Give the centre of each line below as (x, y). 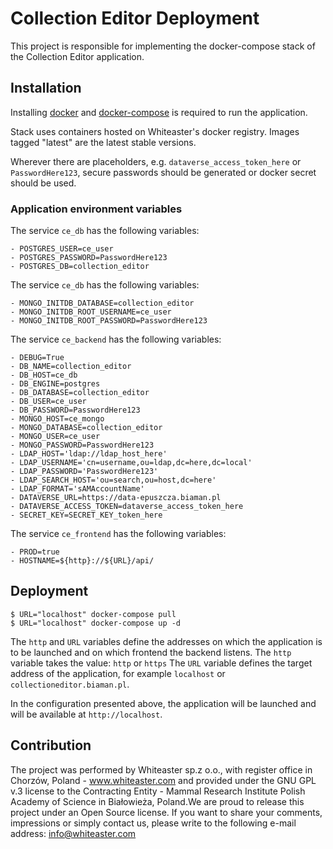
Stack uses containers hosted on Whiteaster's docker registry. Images (155, 131)
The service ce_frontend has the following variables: (118, 534)
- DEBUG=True (37, 358)
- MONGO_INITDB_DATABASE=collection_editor (102, 303)
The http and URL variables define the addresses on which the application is (166, 641)
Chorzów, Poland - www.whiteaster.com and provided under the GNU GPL (163, 780)
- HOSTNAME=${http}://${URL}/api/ (82, 561)
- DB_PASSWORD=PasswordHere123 (75, 410)
